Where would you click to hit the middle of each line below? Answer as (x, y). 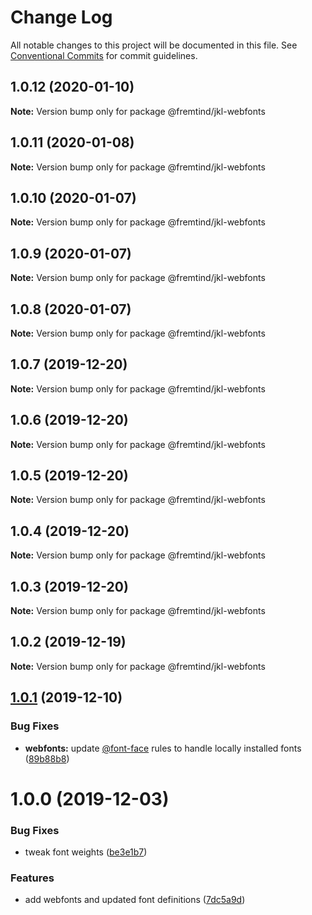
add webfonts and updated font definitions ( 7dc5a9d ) (135, 900)
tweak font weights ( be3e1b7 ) (86, 852)
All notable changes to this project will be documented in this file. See (154, 45)
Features (32, 878)
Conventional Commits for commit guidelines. (104, 55)
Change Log (61, 17)
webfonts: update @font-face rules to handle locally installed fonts (163, 748)
